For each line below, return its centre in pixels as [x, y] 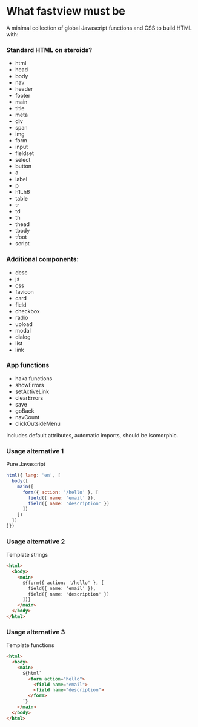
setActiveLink [32, 391]
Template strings [27, 555]
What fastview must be [66, 11]
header [24, 89]
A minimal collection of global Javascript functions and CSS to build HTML [99, 28]
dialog [23, 337]
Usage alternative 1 [35, 451]
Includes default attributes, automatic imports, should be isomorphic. [92, 435]
